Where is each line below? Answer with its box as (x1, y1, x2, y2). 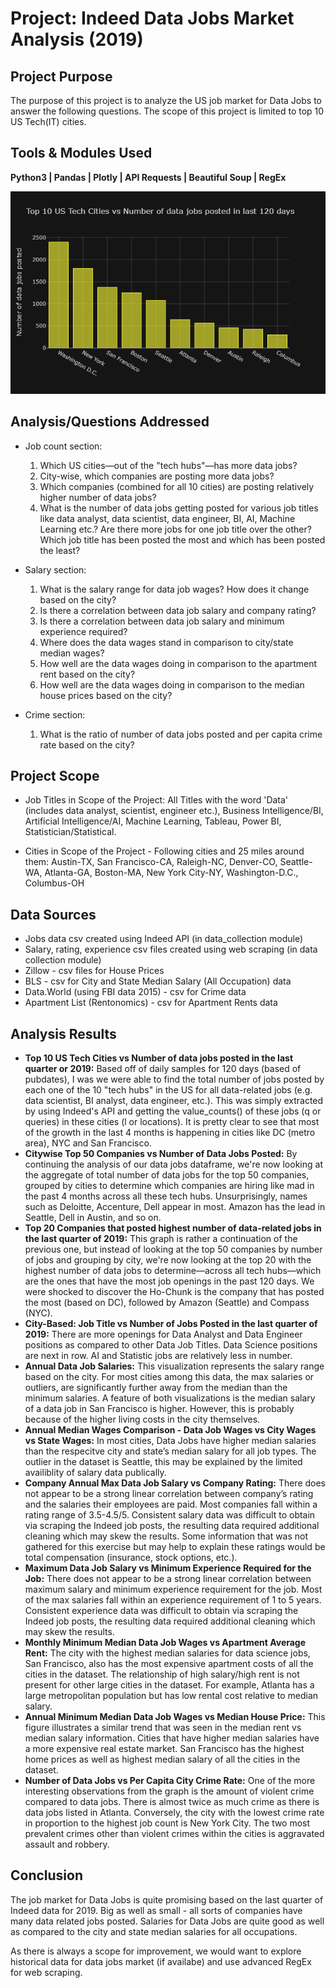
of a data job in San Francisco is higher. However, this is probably (24, 1403, 295, 1415)
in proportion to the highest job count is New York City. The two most (24, 1817, 311, 1829)
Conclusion (10, 1867, 84, 1884)
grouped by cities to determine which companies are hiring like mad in (24, 1180, 315, 1192)
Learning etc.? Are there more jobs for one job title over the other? (39, 523, 312, 535)
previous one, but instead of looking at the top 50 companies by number (24, 1243, 323, 1256)
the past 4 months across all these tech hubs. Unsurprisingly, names (24, 1190, 308, 1202)
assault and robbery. (24, 1838, 110, 1851)
